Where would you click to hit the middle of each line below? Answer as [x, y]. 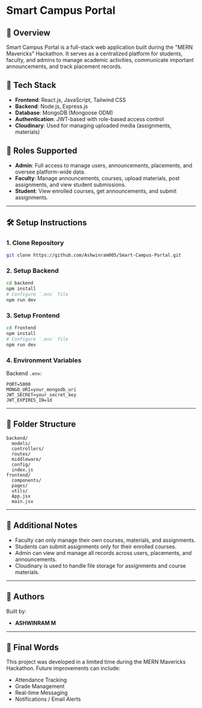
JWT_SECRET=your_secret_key [41, 395]
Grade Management [40, 686]
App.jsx [21, 496]
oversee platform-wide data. [50, 172]
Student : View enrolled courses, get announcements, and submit [96, 191]
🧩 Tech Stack [31, 85]
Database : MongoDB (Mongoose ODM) [64, 113]
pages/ [20, 486]
